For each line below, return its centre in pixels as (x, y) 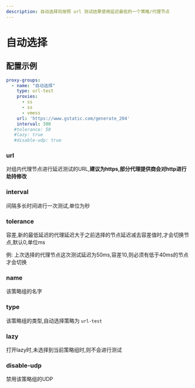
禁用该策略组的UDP (30, 379)
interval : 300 (34, 124)
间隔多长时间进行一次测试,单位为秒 (48, 205)
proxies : (27, 97)
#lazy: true (28, 135)
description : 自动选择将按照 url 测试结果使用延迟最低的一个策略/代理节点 (88, 11)
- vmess (31, 113)
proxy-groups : (23, 80)
